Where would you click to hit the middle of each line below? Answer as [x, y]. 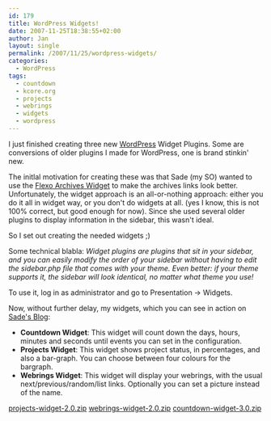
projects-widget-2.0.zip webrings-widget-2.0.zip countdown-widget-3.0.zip [135, 408]
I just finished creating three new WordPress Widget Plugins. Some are [126, 144]
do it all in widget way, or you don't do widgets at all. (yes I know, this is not [134, 202]
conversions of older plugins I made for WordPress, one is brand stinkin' [129, 152]
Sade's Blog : [30, 317]
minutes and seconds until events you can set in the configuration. [131, 341]
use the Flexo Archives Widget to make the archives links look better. [123, 185]
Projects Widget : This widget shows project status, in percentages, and [140, 349]
